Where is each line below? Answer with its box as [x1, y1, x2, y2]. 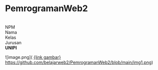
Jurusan [5, 39, 22, 45]
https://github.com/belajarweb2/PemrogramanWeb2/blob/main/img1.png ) [5, 59, 153, 65]
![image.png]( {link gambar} [5, 54, 61, 60]
